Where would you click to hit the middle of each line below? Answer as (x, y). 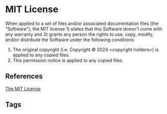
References (24, 77)
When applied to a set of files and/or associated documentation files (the (82, 23)
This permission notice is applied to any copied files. (68, 60)
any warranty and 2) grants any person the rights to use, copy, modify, (80, 34)
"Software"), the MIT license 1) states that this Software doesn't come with (84, 28)
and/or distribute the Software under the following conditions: (70, 40)
